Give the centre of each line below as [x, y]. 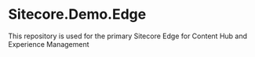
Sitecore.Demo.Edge [77, 14]
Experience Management [49, 44]
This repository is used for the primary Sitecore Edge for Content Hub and [128, 36]
